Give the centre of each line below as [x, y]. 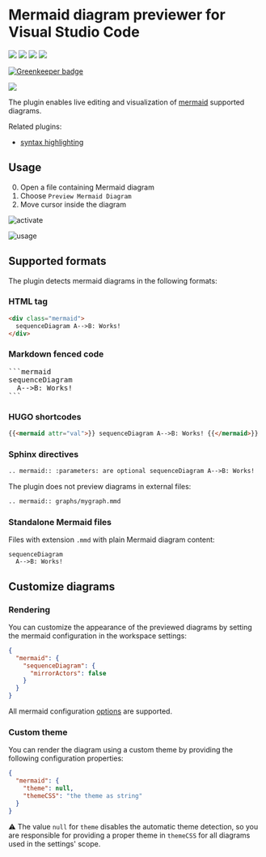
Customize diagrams [62, 586]
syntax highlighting [52, 142]
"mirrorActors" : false [68, 673]
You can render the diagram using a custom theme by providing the [120, 750]
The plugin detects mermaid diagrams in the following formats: [113, 280]
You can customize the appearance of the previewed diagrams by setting [130, 627]
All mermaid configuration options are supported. [90, 711]
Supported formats [57, 261]
